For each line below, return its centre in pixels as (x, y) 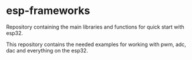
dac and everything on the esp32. (47, 50)
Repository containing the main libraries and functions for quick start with (95, 27)
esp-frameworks (48, 11)
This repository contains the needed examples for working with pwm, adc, (96, 44)
